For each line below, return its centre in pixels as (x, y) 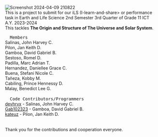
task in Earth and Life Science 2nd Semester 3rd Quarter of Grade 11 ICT (77, 18)
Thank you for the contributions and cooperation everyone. (64, 130)
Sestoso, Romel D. (23, 58)
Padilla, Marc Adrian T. (28, 63)
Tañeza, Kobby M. (23, 78)
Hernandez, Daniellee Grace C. (36, 68)
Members (19, 37)
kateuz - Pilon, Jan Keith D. (32, 114)
